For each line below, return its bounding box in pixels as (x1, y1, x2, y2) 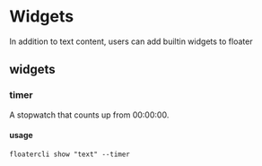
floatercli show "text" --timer (9, 150, 130, 159)
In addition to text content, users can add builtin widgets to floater (9, 36, 253, 47)
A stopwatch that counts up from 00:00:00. (9, 109, 170, 120)
